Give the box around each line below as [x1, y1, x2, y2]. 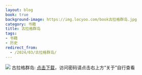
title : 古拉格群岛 [5, 26, 41, 31]
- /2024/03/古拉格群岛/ [10, 50, 57, 55]
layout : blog [5, 7, 33, 13]
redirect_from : [5, 45, 38, 50]
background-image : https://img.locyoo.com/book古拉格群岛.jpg [5, 17, 137, 22]
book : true [5, 12, 29, 17]
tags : [5, 31, 17, 36]
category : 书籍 [5, 21, 36, 27]
